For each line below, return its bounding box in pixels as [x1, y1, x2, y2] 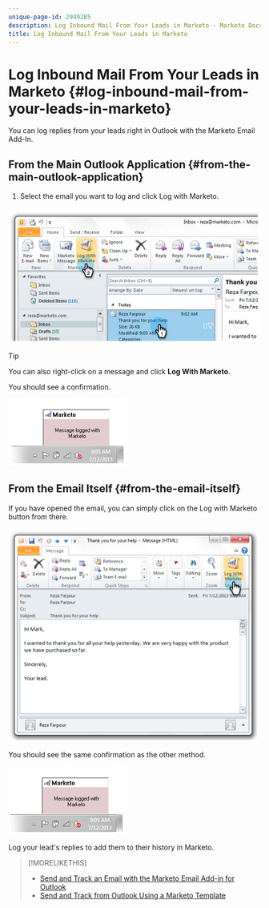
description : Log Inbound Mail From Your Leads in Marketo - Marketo [8, 21, 246, 30]
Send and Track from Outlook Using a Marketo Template [39, 890, 227, 901]
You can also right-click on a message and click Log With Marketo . [8, 367, 231, 377]
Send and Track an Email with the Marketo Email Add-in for [39, 874, 235, 883]
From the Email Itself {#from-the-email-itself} [8, 482, 242, 496]
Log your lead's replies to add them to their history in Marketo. [8, 842, 215, 853]
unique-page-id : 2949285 [8, 13, 91, 21]
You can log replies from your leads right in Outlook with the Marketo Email [8, 126, 255, 135]
